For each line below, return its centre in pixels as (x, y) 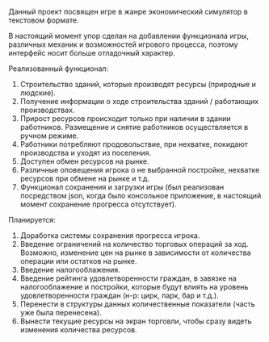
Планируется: (32, 220)
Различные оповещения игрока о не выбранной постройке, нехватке (140, 170)
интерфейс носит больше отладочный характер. (92, 53)
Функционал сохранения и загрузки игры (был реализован (122, 187)
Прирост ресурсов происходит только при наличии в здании (126, 119)
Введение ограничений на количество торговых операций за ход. (134, 244)
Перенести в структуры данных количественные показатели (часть (138, 304)
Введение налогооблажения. (70, 270)
